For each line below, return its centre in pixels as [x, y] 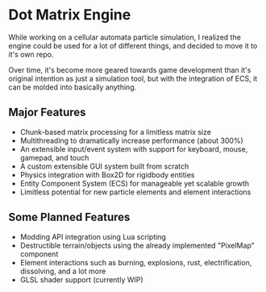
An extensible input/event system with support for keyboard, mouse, [134, 149]
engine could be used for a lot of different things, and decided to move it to [133, 45]
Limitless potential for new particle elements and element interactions [135, 192]
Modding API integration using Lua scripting [93, 236]
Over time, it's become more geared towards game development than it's [130, 69]
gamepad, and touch [54, 157]
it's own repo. [31, 54]
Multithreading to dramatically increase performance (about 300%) [131, 140]
